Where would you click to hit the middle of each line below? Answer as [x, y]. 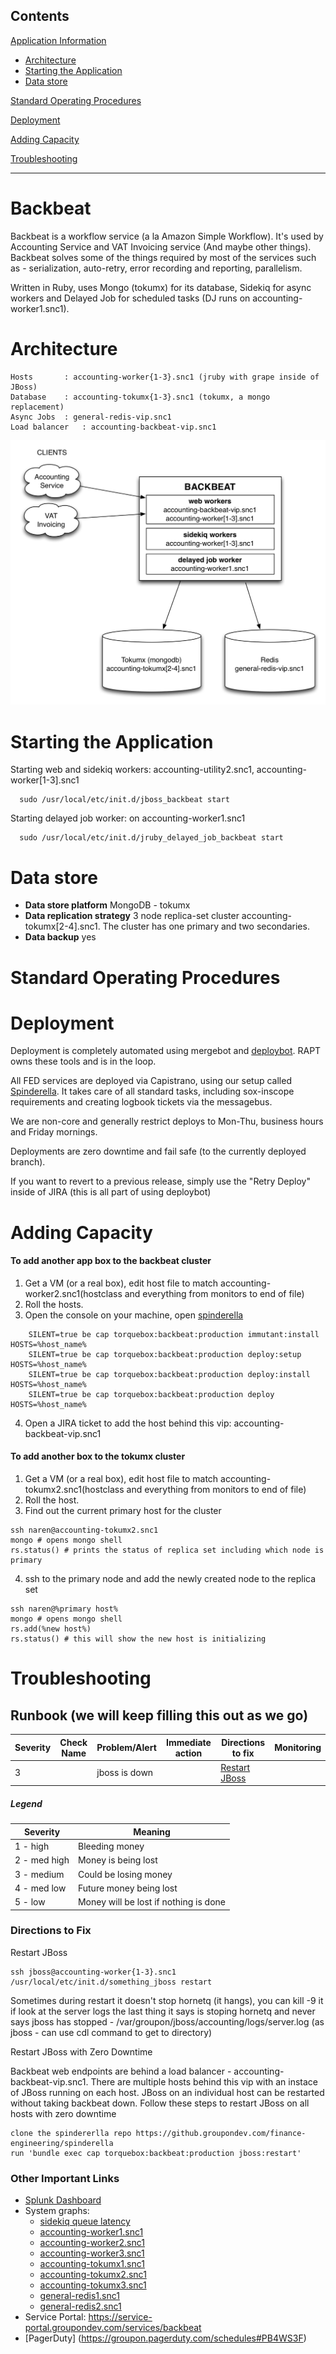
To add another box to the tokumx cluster [98, 1456]
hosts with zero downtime [63, 2113]
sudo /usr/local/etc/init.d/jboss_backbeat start [124, 800]
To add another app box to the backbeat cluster [111, 1261]
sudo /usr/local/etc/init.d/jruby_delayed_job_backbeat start [151, 838]
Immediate [189, 1742]
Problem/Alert [126, 1748]
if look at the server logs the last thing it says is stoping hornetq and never [163, 2011]
